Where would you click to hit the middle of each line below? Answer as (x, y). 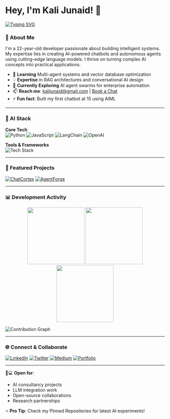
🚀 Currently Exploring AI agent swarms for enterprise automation (81, 86)
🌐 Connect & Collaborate (36, 347)
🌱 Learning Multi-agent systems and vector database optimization (82, 74)
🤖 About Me (20, 37)
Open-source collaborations (42, 395)
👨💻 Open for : (20, 373)
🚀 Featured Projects (30, 168)
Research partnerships (36, 401)
